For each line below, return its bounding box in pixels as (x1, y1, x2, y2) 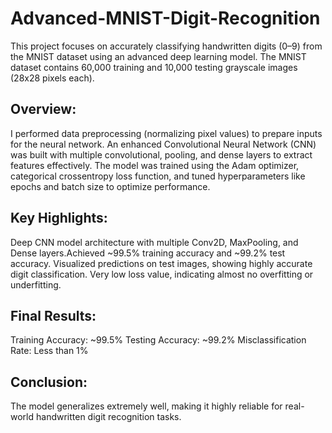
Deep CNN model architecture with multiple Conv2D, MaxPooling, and (10, 236, 299, 248)
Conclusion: (10, 373, 88, 391)
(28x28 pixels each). (10, 72, 95, 84)
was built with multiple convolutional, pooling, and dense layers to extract (10, 148, 313, 161)
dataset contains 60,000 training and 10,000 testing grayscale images (10, 61, 298, 73)
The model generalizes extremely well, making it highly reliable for (10, 400, 283, 412)
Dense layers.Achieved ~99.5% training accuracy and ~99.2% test (10, 247, 286, 259)
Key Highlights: (10, 210, 108, 227)
